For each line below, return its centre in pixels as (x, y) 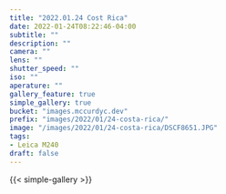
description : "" (40, 43)
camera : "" (30, 52)
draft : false (34, 153)
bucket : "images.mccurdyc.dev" (69, 111)
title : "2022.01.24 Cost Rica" (69, 18)
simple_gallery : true (51, 102)
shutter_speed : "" (44, 69)
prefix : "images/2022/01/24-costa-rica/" (89, 119)
